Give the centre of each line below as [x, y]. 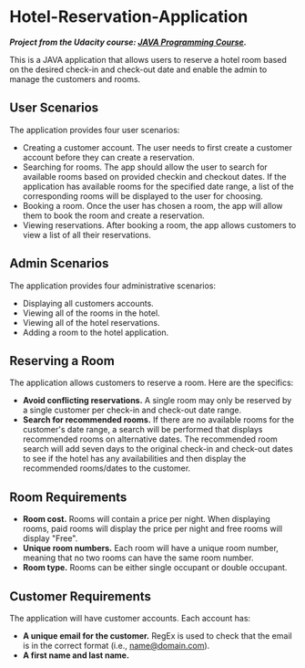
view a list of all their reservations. [87, 235]
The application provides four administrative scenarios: [113, 286]
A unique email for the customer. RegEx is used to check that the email [158, 636]
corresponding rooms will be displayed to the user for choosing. [143, 196]
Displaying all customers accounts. [88, 303]
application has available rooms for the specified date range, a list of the [158, 186]
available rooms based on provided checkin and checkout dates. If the [154, 176]
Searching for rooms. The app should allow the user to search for [145, 167]
